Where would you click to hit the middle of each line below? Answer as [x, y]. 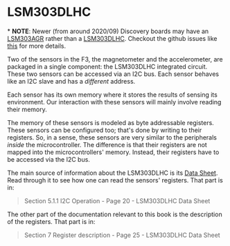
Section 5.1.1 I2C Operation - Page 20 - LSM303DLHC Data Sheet [117, 200]
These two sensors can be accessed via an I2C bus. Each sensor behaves [113, 74]
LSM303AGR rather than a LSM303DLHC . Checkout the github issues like [112, 38]
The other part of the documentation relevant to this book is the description [115, 214]
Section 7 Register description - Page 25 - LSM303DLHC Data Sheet [122, 235]
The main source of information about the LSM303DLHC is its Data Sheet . [113, 173]
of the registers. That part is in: [51, 221]
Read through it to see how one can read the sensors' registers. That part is [115, 180]
